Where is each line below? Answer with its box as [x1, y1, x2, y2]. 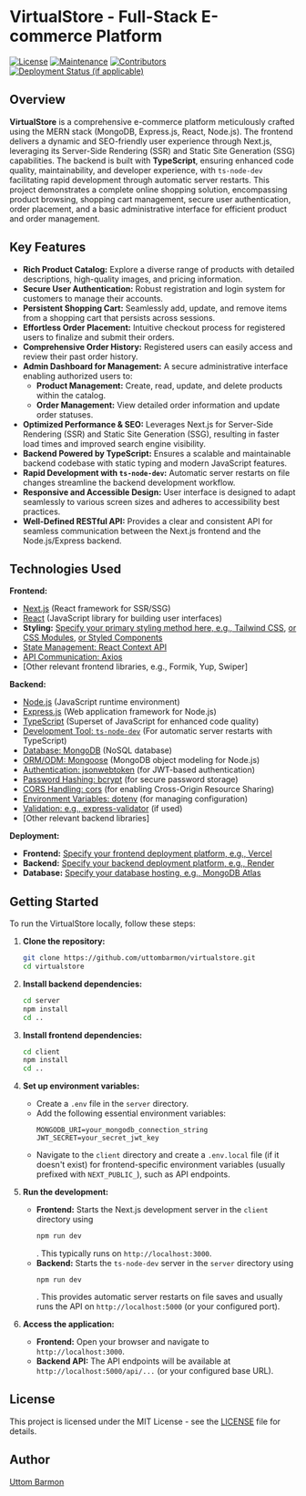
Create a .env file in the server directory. [36, 1099, 189, 1109]
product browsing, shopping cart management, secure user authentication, [9, 193, 291, 204]
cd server [22, 996, 61, 1005]
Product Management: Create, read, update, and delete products [36, 380, 283, 391]
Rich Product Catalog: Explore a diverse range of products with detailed [22, 263, 295, 274]
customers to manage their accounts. [22, 293, 164, 304]
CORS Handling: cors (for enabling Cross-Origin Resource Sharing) [22, 784, 275, 795]
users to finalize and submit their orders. [22, 331, 175, 343]
